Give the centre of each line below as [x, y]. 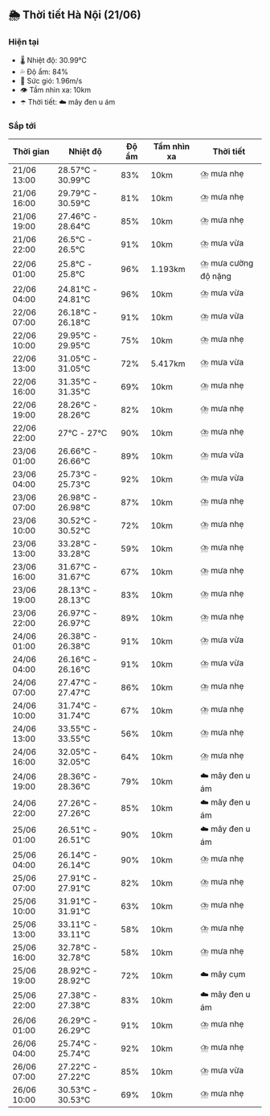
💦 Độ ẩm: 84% [44, 72]
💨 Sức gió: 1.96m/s [51, 80]
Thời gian [31, 151]
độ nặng [216, 276]
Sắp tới [22, 126]
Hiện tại [24, 42]
